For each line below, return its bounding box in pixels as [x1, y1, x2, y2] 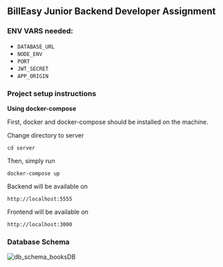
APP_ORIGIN [17, 73, 49, 80]
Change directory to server [7, 131, 84, 139]
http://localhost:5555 [7, 195, 72, 203]
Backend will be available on [7, 182, 88, 190]
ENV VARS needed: [7, 26, 74, 36]
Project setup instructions [7, 89, 97, 98]
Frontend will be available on [7, 208, 88, 216]
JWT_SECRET [17, 65, 49, 72]
